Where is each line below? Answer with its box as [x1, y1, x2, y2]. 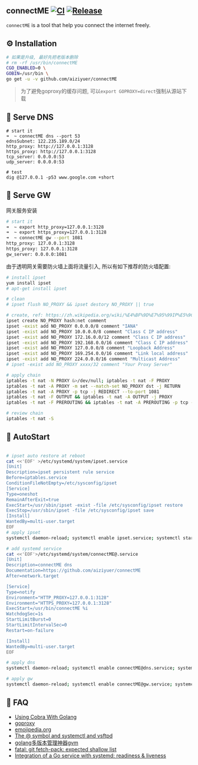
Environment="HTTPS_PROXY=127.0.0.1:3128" [6, 600, 112, 606]
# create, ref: [6, 312, 44, 318]
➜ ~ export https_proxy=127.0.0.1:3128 [6, 229, 107, 236]
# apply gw [6, 676, 33, 682]
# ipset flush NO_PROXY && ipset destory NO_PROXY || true [6, 302, 154, 308]
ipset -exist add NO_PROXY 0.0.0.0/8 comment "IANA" [6, 323, 138, 329]
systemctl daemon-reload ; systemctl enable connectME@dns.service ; [6, 665, 176, 671]
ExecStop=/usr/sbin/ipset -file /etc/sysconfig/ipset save [6, 507, 154, 513]
